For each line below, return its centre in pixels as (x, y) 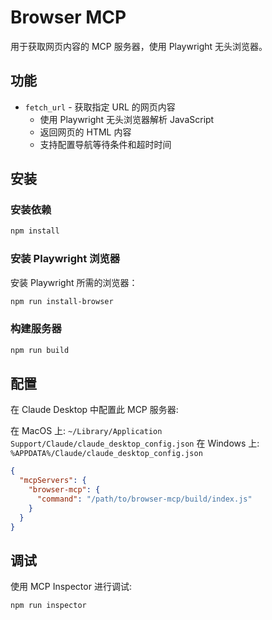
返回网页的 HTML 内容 (85, 132)
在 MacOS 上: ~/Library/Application (86, 431)
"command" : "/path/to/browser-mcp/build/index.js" (144, 499)
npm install (35, 231)
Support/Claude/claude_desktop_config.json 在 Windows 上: (135, 443)
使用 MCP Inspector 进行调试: (71, 587)
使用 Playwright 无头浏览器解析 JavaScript (127, 119)
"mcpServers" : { (53, 481)
